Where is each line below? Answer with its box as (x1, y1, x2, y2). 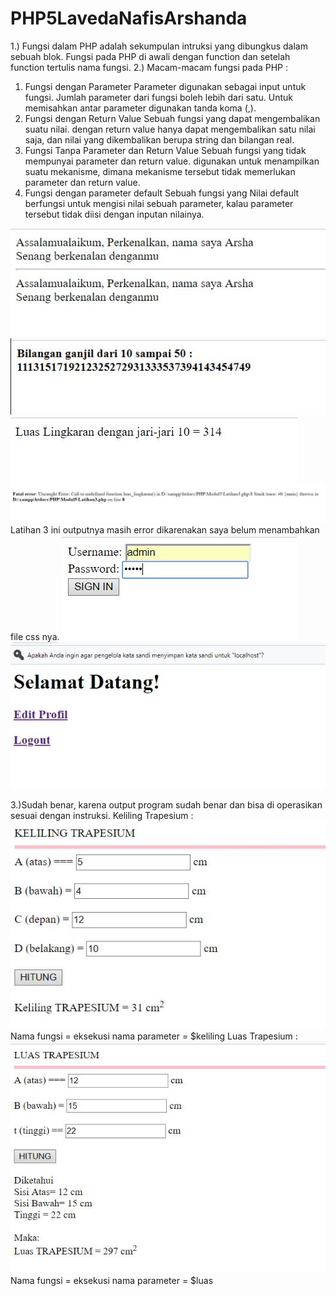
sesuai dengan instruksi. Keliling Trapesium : (10, 810, 194, 822)
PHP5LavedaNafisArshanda (10, 7, 248, 30)
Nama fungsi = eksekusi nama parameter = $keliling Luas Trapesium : (10, 1030, 298, 1042)
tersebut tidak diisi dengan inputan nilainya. (24, 208, 205, 220)
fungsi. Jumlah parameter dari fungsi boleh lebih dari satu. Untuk (24, 91, 293, 103)
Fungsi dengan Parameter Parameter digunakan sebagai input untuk (24, 80, 307, 92)
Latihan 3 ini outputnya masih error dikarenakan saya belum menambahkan (10, 524, 320, 536)
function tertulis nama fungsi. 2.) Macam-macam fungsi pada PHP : (10, 61, 289, 73)
